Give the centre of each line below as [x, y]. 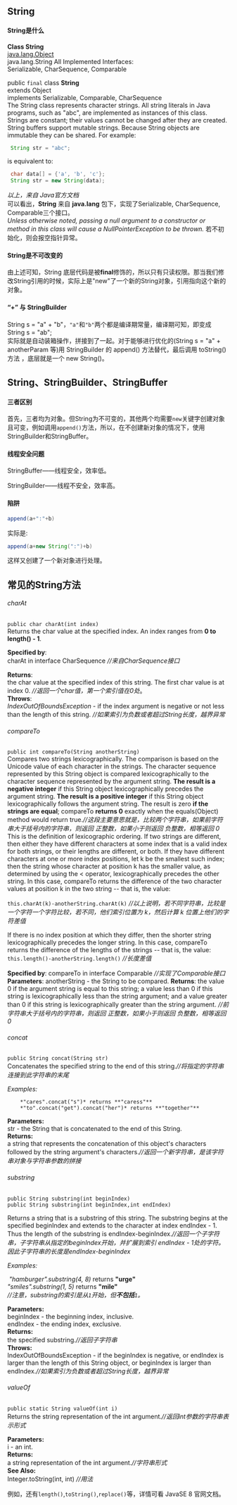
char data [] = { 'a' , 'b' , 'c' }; [58, 174]
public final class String [43, 82]
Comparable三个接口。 [40, 213]
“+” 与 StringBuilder [37, 307]
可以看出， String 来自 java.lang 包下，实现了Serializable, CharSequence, [114, 204]
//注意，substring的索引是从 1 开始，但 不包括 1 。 [76, 1294]
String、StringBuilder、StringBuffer [88, 383]
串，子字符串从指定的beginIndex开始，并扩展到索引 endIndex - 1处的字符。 [116, 1242]
